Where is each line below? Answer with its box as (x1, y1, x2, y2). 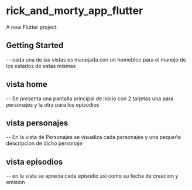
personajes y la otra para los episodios (6, 101, 100, 108)
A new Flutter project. (6, 23, 59, 30)
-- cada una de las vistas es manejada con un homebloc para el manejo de (6, 56, 186, 63)
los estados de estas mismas (6, 62, 76, 69)
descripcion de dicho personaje (6, 140, 83, 147)
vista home (6, 79, 48, 89)
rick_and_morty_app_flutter (6, 4, 143, 18)
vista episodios (6, 157, 63, 167)
